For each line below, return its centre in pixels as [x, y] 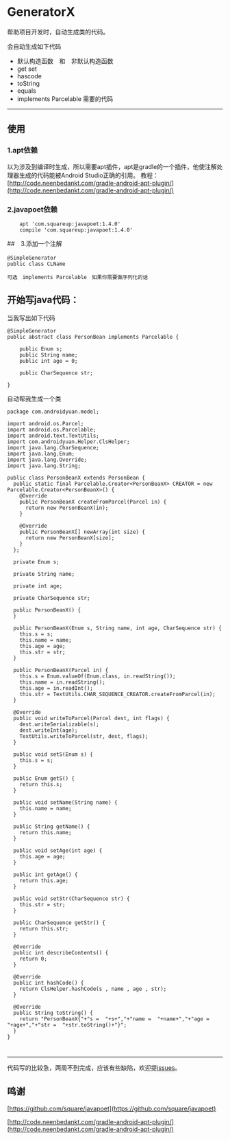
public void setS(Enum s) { [53, 754]
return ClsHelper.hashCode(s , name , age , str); [93, 989]
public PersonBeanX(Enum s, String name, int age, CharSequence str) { [118, 628]
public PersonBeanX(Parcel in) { [61, 670]
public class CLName [37, 264]
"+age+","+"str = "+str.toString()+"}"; [67, 1025]
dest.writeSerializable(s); [59, 724]
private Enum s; [36, 562]
